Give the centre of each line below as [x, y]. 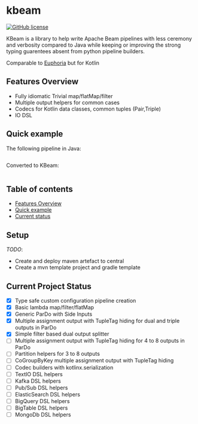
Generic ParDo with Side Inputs [54, 314]
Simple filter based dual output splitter [62, 334]
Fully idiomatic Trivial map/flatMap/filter [64, 96]
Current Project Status [49, 286]
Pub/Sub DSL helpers [41, 388]
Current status [33, 216]
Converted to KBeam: [33, 165]
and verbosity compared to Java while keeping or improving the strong [94, 45]
